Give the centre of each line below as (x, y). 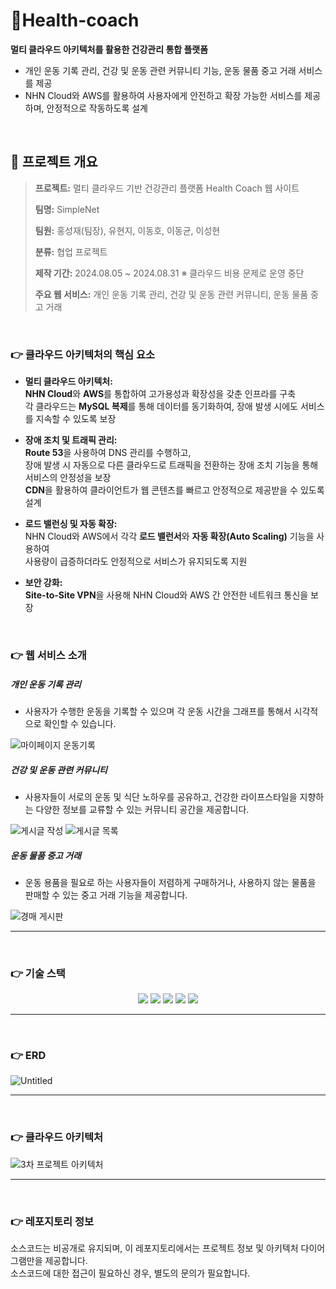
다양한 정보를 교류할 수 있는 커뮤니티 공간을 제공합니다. (142, 809)
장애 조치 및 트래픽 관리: (71, 440)
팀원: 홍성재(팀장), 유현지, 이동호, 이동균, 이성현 (127, 230)
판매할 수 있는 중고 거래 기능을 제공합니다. (106, 895)
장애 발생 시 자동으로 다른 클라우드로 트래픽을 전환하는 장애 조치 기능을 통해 (171, 465)
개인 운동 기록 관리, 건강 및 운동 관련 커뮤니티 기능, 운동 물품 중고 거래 (160, 70)
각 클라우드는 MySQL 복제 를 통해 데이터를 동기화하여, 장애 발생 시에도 (161, 406)
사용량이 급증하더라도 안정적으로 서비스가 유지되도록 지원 (136, 561)
